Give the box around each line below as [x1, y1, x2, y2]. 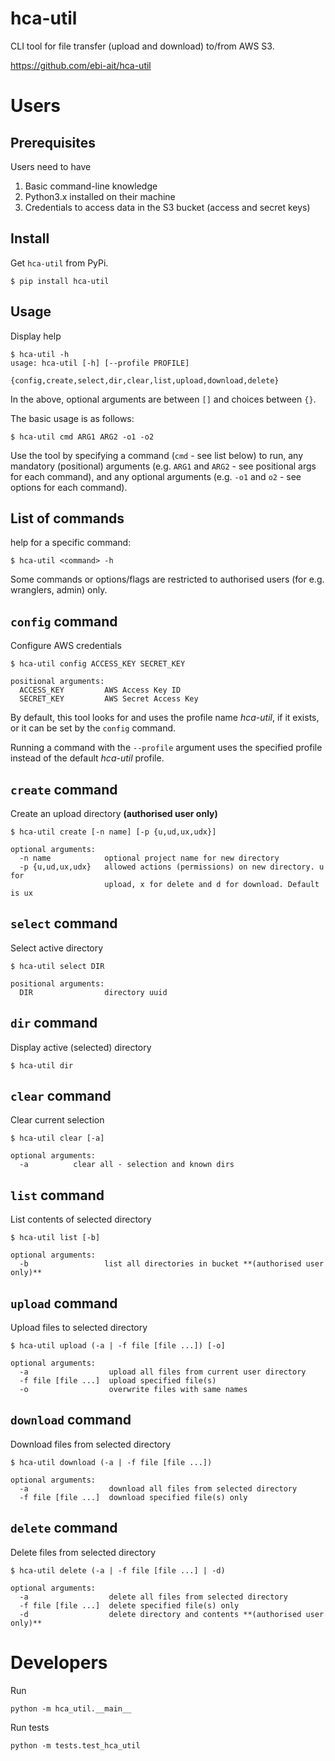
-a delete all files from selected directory [19, 1592, 288, 1602]
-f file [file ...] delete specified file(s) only [19, 1600, 240, 1611]
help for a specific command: [10, 537, 132, 549]
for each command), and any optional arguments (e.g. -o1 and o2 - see [10, 470, 302, 482]
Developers [10, 1651, 108, 1674]
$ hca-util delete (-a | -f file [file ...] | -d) [10, 1565, 226, 1576]
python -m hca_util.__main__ [10, 1703, 132, 1714]
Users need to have [10, 160, 92, 172]
